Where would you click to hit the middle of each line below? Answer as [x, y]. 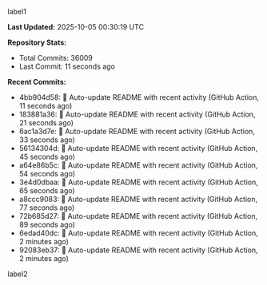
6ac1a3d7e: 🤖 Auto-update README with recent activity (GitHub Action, [137, 131]
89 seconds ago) [47, 224]
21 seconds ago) [46, 123]
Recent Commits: [37, 82]
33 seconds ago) [47, 140]
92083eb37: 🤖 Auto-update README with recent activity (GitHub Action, [138, 250]
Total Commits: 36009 [56, 58]
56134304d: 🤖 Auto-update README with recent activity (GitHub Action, [138, 148]
